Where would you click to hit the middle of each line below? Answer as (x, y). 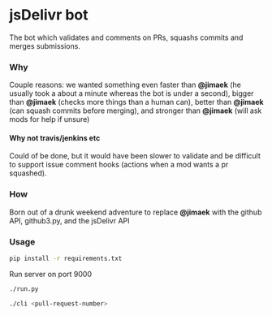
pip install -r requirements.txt (66, 259)
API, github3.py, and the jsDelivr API (69, 220)
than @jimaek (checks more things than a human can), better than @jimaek (136, 102)
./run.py (24, 289)
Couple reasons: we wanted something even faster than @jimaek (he (125, 85)
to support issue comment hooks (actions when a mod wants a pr (119, 165)
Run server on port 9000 (51, 274)
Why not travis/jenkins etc (55, 138)
